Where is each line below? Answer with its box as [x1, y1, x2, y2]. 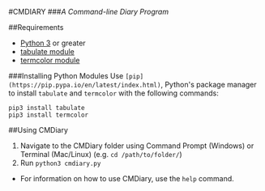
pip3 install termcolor [8, 111, 89, 119]
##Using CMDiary [8, 125, 69, 134]
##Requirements [8, 23, 64, 32]
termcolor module [19, 56, 80, 65]
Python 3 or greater [19, 38, 87, 48]
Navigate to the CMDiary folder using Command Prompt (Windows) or [19, 141, 254, 151]
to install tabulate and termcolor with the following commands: [8, 88, 219, 98]
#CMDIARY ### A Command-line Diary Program [8, 7, 169, 16]
